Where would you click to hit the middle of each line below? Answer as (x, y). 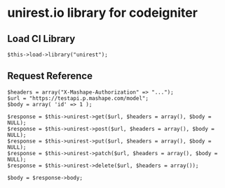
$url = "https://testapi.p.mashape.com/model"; (78, 98)
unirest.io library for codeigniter (103, 13)
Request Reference (50, 76)
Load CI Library (41, 39)
